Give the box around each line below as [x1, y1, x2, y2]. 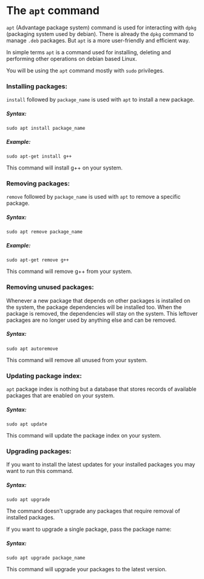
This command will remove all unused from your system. [6, 356, 148, 363]
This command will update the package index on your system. [6, 432, 162, 439]
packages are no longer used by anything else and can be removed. [6, 316, 177, 324]
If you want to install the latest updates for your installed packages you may [6, 461, 195, 468]
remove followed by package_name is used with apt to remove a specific [6, 193, 181, 201]
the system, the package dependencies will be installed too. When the [6, 303, 182, 311]
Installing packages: [6, 82, 68, 90]
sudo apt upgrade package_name [6, 555, 86, 561]
